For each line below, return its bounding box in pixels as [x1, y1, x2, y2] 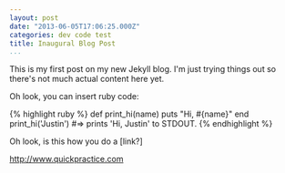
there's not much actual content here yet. [9, 74, 165, 85]
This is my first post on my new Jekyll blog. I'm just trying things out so [9, 64, 276, 75]
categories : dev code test [9, 30, 112, 39]
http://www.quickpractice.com [9, 154, 124, 165]
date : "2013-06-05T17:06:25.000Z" [9, 22, 141, 31]
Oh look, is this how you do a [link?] [9, 136, 143, 147]
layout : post [9, 13, 59, 23]
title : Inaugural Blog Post [9, 38, 117, 48]
